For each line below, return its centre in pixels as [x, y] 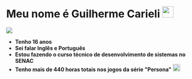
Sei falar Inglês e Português [50, 48]
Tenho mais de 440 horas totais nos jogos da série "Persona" [93, 69]
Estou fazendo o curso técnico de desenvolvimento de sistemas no [100, 54]
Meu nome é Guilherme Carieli [83, 14]
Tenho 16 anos [33, 41]
